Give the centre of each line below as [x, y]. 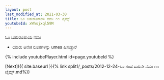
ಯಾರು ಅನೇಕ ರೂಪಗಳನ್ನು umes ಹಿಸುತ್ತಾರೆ [44, 47]
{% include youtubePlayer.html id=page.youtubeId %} [60, 57]
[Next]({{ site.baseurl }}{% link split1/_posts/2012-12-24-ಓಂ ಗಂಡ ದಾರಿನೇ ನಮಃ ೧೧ [82, 66]
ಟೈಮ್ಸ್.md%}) [18, 72]
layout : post [18, 10]
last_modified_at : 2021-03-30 [36, 14]
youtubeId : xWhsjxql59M [29, 23]
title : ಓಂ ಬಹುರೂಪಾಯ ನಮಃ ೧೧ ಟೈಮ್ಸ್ [38, 19]
